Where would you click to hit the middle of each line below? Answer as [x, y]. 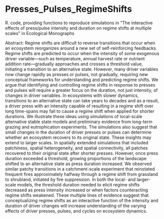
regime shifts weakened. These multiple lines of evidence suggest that [77, 195]
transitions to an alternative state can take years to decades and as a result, [82, 100]
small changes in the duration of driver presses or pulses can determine [78, 132]
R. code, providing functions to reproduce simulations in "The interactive [79, 23]
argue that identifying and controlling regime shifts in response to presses [80, 85]
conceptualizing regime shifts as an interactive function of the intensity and [82, 200]
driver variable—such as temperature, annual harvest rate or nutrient [75, 58]
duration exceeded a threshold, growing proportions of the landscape [76, 158]
